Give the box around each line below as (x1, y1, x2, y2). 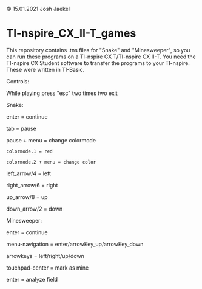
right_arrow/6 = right (6, 181, 58, 189)
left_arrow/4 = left (6, 170, 52, 177)
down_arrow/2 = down (6, 205, 62, 212)
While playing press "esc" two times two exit (6, 89, 118, 97)
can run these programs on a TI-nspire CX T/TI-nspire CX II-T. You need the (6, 53, 196, 60)
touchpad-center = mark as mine (6, 264, 89, 271)
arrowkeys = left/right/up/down (6, 252, 85, 259)
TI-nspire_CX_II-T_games (6, 27, 136, 40)
